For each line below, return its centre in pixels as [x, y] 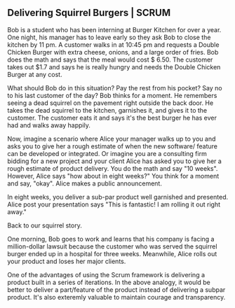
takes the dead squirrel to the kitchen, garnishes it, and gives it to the [107, 110]
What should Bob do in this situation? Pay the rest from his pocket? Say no [115, 87]
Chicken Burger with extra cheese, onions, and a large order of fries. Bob [113, 52]
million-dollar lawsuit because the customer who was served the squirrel [112, 246]
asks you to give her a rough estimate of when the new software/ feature [112, 146]
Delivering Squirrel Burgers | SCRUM [89, 13]
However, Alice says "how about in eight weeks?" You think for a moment [113, 176]
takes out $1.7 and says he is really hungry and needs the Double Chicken [114, 66]
